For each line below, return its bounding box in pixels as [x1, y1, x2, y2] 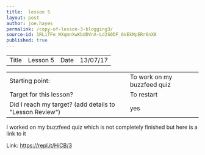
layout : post [6, 15, 40, 21]
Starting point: [9, 77, 50, 85]
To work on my [129, 73, 173, 81]
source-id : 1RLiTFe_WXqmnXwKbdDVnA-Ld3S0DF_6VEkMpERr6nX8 [6, 32, 157, 38]
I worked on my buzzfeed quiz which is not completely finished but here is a [6, 123, 198, 131]
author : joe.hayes [6, 20, 53, 26]
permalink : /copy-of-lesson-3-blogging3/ [6, 26, 113, 32]
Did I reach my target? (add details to [9, 100, 115, 109]
